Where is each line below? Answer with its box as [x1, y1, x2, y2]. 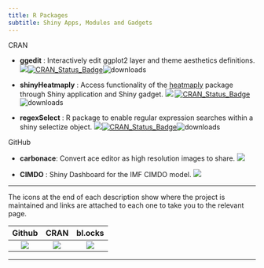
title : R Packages [8, 11, 68, 20]
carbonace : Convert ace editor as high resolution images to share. [19, 154, 236, 163]
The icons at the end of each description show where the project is [8, 192, 225, 201]
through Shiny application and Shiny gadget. [19, 89, 163, 99]
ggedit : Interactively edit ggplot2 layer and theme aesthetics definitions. [19, 56, 255, 65]
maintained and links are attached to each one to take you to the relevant [8, 201, 244, 210]
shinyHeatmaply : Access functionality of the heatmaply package [19, 80, 233, 89]
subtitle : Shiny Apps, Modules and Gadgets [8, 19, 153, 27]
